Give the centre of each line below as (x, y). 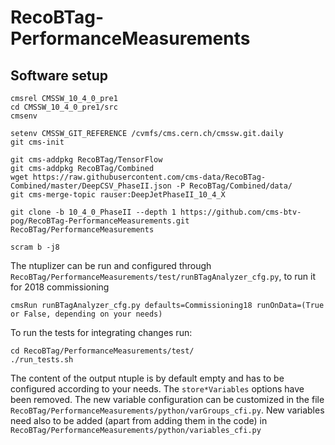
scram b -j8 (35, 247)
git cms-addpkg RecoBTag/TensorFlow (86, 160)
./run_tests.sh (42, 360)
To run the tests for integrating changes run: (101, 332)
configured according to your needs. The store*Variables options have (157, 389)
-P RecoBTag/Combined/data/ (234, 186)
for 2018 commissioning (60, 287)
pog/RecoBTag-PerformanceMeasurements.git (100, 221)
